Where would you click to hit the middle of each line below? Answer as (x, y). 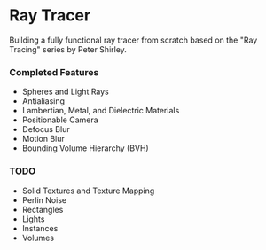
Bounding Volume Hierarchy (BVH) (85, 148)
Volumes (38, 238)
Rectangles (43, 209)
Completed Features (54, 72)
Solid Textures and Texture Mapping (88, 191)
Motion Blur (43, 139)
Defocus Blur (46, 129)
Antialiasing (43, 101)
